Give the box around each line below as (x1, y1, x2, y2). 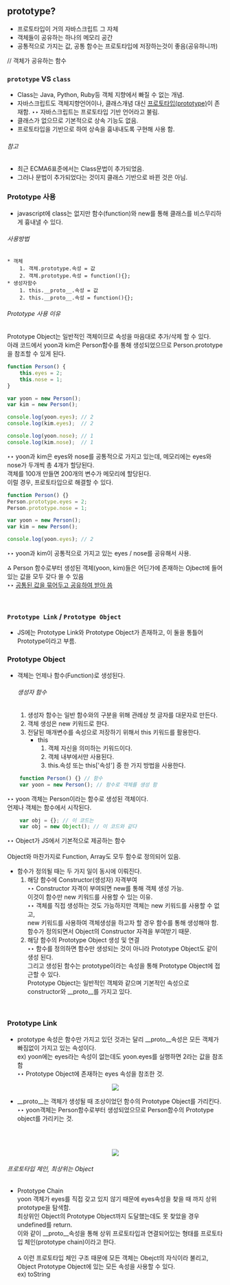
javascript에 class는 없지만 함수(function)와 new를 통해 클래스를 (16, 209, 192, 217)
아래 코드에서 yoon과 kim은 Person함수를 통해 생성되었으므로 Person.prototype (7, 341, 223, 350)
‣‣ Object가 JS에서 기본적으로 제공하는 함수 (7, 836, 126, 845)
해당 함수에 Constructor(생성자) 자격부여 (27, 875, 137, 884)
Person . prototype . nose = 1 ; (7, 505, 88, 511)
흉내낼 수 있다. (24, 217, 63, 226)
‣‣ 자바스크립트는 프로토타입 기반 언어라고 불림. (32, 108, 160, 116)
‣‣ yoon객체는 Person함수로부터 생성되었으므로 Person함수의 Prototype (16, 1105, 214, 1114)
